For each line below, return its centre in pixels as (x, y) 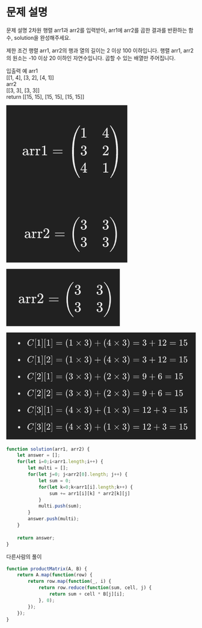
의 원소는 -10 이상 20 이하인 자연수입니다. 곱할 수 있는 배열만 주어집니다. (91, 58)
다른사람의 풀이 (24, 556)
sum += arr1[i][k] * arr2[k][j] (90, 493)
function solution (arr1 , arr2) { (48, 449)
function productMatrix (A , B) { (47, 569)
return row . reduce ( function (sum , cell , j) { (95, 588)
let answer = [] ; (39, 455)
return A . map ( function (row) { (55, 575)
